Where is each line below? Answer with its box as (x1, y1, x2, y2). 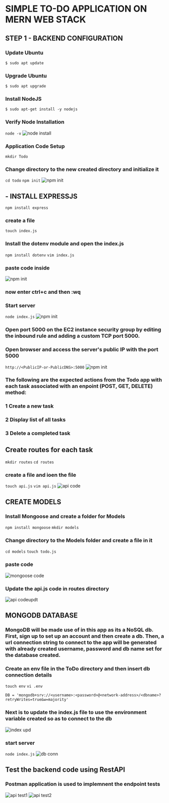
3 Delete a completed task (5, 430, 71, 437)
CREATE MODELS (5, 498, 62, 506)
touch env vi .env (5, 684, 43, 689)
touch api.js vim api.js (5, 484, 57, 489)
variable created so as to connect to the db (5, 715, 112, 722)
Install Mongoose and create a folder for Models (5, 513, 125, 520)
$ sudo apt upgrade (5, 84, 46, 89)
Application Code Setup (5, 143, 65, 150)
